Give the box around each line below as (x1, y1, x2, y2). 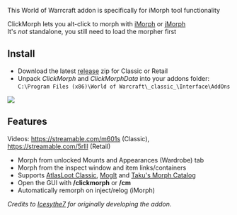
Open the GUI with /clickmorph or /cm (17, 178, 131, 187)
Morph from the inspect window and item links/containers (17, 163, 187, 172)
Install (7, 48, 35, 60)
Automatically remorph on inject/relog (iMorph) (17, 186, 156, 194)
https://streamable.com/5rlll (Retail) (7, 142, 111, 150)
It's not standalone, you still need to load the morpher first (7, 28, 177, 35)
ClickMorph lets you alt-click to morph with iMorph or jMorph (7, 20, 186, 28)
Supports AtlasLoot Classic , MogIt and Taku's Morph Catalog (17, 170, 196, 180)
